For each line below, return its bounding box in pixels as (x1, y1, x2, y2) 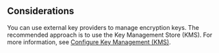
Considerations (7, 5, 75, 17)
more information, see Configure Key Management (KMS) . (7, 37, 171, 46)
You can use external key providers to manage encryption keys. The (7, 23, 200, 31)
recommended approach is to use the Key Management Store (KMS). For (7, 31, 213, 39)
